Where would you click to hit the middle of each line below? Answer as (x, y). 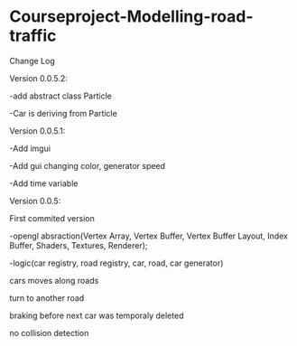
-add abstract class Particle (61, 96)
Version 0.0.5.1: (37, 131)
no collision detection (49, 332)
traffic (33, 36)
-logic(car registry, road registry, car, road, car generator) (116, 263)
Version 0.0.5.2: (38, 78)
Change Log (32, 61)
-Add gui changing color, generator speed (87, 165)
